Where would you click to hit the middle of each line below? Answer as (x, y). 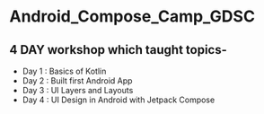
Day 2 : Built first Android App (77, 81)
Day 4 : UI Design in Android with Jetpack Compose (119, 100)
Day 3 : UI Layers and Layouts (78, 90)
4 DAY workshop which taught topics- (118, 50)
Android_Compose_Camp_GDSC (132, 17)
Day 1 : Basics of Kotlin (64, 71)
